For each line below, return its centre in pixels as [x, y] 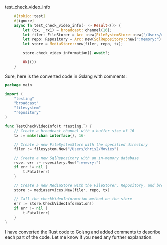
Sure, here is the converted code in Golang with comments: [66, 76]
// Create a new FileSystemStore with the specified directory [81, 144]
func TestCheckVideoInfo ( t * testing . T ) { [49, 126]
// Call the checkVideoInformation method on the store [73, 199]
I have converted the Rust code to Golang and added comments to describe [83, 232]
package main [19, 85]
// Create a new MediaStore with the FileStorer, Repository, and [84, 185]
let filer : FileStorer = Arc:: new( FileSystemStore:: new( [83, 35]
